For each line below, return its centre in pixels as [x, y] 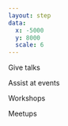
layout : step [30, 15]
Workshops [27, 98]
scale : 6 [30, 45]
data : [17, 23]
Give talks [25, 67]
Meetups [23, 114]
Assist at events [34, 83]
